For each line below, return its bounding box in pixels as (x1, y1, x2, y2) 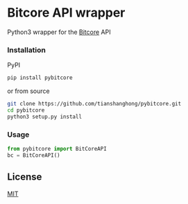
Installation (7, 45, 46, 55)
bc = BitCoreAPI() (7, 151, 60, 159)
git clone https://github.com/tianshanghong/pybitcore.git (7, 101, 182, 108)
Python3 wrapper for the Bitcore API (7, 28, 111, 36)
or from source (7, 87, 50, 95)
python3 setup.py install (7, 113, 82, 120)
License (7, 171, 42, 183)
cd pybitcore (7, 106, 45, 114)
